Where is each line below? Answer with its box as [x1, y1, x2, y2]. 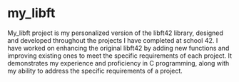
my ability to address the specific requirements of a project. [7, 66, 183, 75]
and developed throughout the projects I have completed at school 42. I [7, 36, 218, 44]
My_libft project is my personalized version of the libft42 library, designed [7, 29, 223, 37]
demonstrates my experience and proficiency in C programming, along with [7, 58, 230, 67]
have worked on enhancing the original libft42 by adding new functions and [7, 43, 230, 52]
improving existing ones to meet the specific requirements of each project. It [7, 51, 233, 60]
